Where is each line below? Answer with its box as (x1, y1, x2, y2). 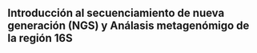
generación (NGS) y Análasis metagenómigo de (7, 19, 250, 33)
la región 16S (7, 31, 73, 45)
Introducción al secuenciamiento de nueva (7, 6, 225, 20)
